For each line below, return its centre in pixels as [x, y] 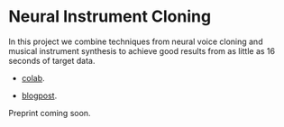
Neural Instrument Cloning [110, 17]
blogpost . [39, 95]
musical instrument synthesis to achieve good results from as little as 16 [142, 50]
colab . [33, 77]
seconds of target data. [52, 60]
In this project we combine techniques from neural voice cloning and [136, 41]
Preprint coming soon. [50, 113]
